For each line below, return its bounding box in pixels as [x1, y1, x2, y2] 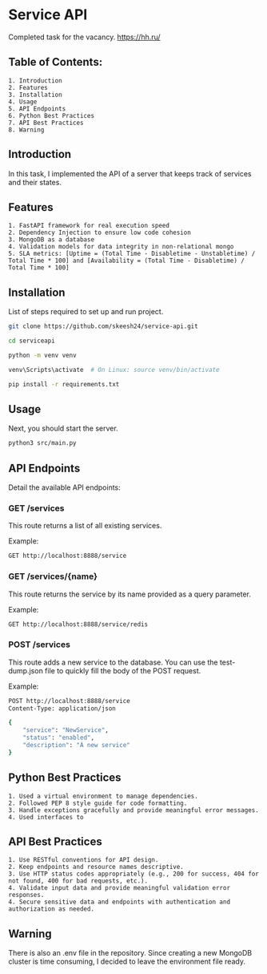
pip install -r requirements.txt [8, 380, 120, 388]
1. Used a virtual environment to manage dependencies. [8, 792, 198, 800]
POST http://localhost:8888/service [8, 697, 130, 705]
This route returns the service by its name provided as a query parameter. [8, 589, 252, 599]
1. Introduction [8, 76, 62, 85]
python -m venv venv [8, 351, 78, 359]
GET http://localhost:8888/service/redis [8, 620, 149, 628]
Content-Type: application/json [8, 704, 116, 713]
